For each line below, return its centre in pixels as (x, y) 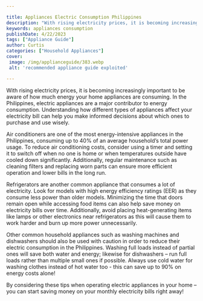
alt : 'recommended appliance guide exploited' (69, 68)
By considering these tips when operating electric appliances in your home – (101, 285)
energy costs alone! (31, 273)
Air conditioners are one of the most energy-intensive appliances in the (95, 134)
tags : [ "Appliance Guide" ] (40, 40)
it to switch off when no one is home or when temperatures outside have (97, 153)
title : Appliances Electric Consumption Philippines (74, 17)
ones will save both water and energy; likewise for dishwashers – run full (97, 254)
